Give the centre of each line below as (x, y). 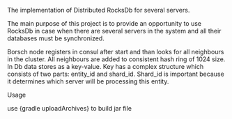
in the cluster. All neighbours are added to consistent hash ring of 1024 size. (116, 59)
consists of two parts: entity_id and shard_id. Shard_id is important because (116, 74)
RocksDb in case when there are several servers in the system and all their (114, 31)
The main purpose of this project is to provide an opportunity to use (105, 23)
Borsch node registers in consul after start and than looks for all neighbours (116, 52)
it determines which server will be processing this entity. (88, 81)
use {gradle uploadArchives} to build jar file (70, 108)
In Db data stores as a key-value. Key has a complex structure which (106, 66)
